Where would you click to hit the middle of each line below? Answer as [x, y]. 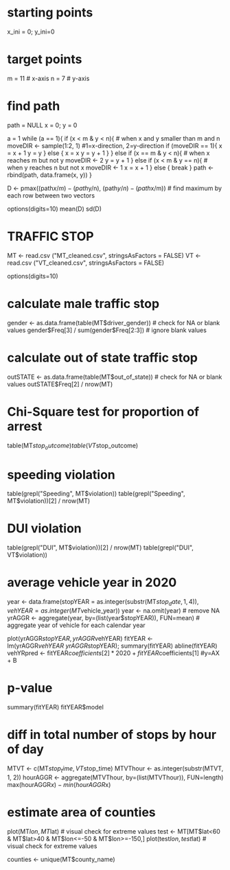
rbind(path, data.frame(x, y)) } [50, 175]
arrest [25, 426]
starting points [50, 13]
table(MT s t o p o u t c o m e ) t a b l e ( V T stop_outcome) [73, 446]
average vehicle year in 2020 [92, 583]
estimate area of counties [81, 812]
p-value [30, 688]
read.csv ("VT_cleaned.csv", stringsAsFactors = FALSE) [86, 263]
